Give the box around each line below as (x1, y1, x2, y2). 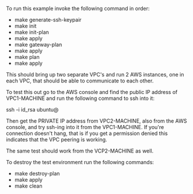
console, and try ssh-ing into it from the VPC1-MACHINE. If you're (6, 124, 164, 130)
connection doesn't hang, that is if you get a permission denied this (6, 130, 168, 137)
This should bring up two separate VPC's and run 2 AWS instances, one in (6, 71, 184, 78)
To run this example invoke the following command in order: (6, 5, 150, 12)
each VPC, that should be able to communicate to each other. (6, 77, 154, 84)
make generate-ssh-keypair (14, 16, 82, 23)
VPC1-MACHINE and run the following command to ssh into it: (6, 95, 155, 102)
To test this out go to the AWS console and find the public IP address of (6, 89, 178, 95)
